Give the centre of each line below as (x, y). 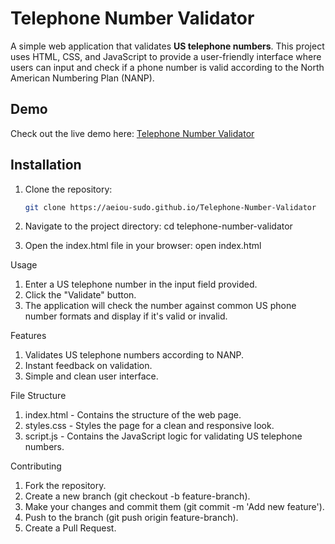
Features (28, 336)
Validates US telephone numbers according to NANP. (134, 355)
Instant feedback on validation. (88, 366)
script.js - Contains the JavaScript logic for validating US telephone (163, 436)
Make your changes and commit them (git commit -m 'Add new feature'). (174, 507)
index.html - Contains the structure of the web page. (133, 415)
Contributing (36, 466)
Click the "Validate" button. (80, 295)
